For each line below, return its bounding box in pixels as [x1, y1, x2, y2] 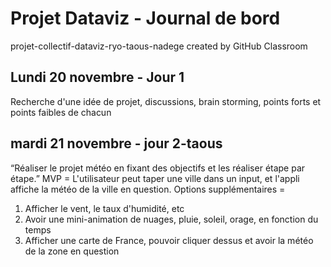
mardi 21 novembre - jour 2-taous [10, 135, 223, 152]
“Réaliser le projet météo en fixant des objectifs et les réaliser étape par [10, 162, 306, 174]
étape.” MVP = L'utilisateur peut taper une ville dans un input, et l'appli [10, 172, 300, 184]
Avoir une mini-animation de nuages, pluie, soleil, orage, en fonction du [24, 213, 319, 225]
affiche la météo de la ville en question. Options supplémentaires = [10, 183, 286, 195]
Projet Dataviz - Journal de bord [10, 7, 281, 30]
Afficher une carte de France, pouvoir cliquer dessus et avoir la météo [24, 234, 314, 246]
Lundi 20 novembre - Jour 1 [10, 69, 185, 86]
